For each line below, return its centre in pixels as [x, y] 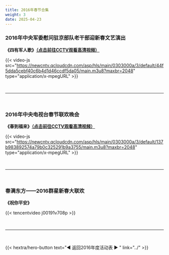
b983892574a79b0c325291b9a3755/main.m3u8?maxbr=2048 [70, 147]
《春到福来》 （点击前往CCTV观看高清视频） [50, 126]
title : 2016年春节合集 [27, 10]
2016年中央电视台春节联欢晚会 [42, 114]
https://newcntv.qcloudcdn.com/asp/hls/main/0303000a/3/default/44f [90, 65]
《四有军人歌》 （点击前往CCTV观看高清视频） [52, 50]
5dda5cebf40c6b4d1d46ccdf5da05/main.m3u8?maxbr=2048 [69, 71]
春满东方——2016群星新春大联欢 [45, 191]
